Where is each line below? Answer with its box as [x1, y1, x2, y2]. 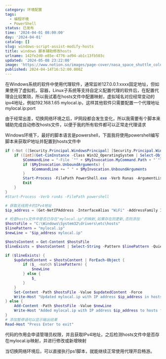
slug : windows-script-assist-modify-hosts [5, 44, 94, 49]
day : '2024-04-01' [5, 35, 43, 40]
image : [5, 62, 19, 67]
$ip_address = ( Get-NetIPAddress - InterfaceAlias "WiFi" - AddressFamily [5, 208, 158, 213]
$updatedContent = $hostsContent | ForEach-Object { [14, 258, 125, 263]
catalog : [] [5, 40, 30, 45]
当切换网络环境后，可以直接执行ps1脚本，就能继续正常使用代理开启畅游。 [5, 348, 155, 354]
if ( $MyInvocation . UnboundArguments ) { [23, 162, 105, 167]
